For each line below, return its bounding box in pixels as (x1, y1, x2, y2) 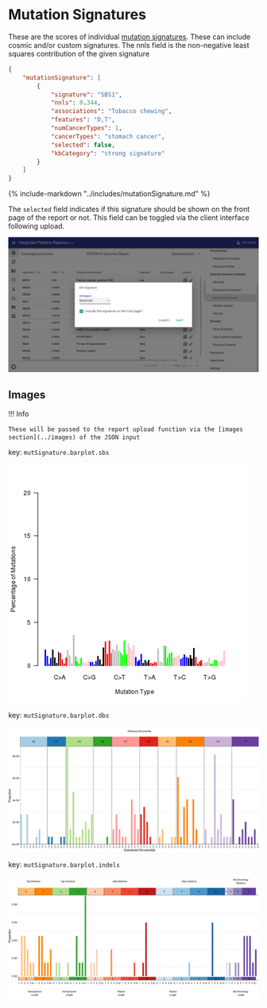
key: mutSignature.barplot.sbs (8, 448, 110, 457)
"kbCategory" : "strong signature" (50, 149, 165, 157)
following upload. (8, 222, 65, 231)
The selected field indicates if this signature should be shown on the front (8, 205, 250, 214)
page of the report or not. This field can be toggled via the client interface (8, 213, 250, 222)
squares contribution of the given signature (8, 49, 150, 58)
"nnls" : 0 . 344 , (50, 99, 102, 107)
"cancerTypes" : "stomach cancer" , (50, 132, 165, 140)
